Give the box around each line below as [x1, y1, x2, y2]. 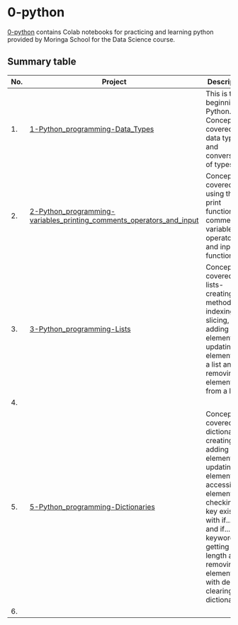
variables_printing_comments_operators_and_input [29, 215, 199, 225]
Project [101, 76, 127, 86]
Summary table [7, 56, 76, 68]
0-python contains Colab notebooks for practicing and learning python [7, 28, 214, 36]
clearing [205, 585, 233, 595]
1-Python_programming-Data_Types [29, 124, 154, 134]
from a [205, 386, 228, 396]
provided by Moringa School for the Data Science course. [7, 35, 176, 43]
